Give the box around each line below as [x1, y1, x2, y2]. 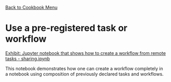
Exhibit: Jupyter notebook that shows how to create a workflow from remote [5, 50, 166, 56]
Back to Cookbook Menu [5, 5, 58, 10]
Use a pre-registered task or [5, 23, 127, 34]
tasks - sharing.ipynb [5, 55, 50, 61]
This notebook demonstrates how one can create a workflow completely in [5, 65, 163, 71]
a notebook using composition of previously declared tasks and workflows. [5, 71, 164, 77]
